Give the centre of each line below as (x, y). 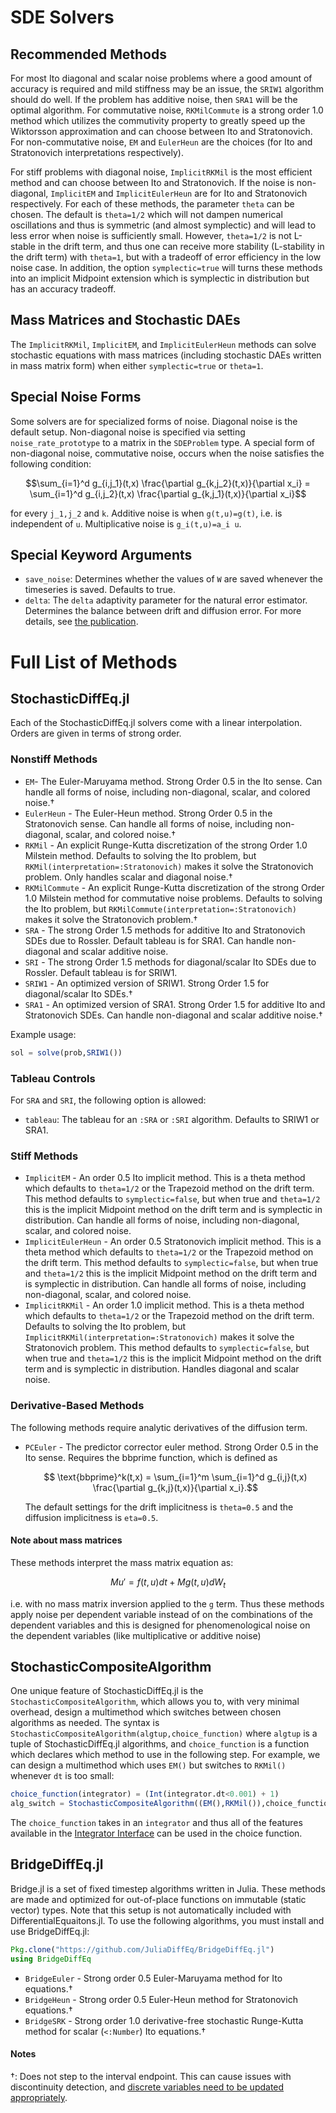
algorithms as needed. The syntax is (85, 1723)
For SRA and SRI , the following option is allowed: (108, 1100)
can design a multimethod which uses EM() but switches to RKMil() (148, 1765)
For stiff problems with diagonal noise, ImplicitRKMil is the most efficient (161, 172)
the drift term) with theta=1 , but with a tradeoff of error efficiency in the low (166, 257)
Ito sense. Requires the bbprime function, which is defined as (151, 1457)
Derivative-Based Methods (77, 1406)
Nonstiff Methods (54, 759)
